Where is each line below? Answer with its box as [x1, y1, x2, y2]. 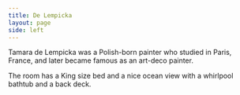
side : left [8, 26, 44, 34]
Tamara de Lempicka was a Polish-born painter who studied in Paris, [8, 48, 232, 57]
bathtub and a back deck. [8, 79, 92, 89]
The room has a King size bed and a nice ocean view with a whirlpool [8, 71, 234, 81]
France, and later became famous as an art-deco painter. [8, 56, 193, 65]
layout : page [8, 19, 51, 27]
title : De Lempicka [8, 11, 73, 20]
